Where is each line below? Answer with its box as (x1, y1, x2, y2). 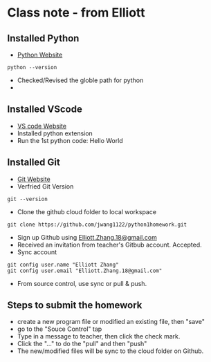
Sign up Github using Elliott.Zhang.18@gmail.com (17, 233, 157, 241)
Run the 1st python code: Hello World (17, 136, 123, 144)
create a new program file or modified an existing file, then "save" (17, 318, 205, 326)
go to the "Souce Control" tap (17, 325, 102, 333)
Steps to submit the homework (7, 299, 143, 312)
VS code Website (17, 122, 67, 130)
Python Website (17, 50, 63, 59)
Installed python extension (17, 129, 93, 137)
